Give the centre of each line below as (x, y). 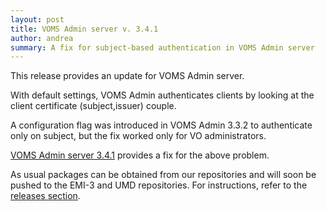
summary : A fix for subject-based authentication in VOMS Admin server (162, 47)
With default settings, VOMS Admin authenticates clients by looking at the (162, 95)
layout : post (37, 19)
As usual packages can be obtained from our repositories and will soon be (163, 175)
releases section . (45, 196)
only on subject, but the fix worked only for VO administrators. (138, 136)
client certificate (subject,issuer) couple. (93, 106)
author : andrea (42, 38)
